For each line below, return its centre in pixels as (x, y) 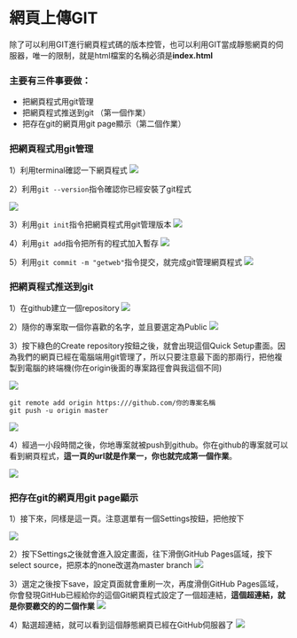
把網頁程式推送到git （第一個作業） (86, 113)
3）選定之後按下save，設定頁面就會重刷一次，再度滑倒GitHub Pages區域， (146, 584)
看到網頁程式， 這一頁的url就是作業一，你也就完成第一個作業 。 (123, 455)
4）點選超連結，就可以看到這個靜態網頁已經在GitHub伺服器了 (121, 625)
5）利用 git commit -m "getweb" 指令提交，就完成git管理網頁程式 (126, 261)
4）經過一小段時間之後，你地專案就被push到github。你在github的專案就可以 (148, 445)
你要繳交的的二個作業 (55, 606)
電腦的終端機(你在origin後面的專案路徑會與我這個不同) (123, 368)
